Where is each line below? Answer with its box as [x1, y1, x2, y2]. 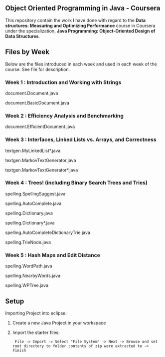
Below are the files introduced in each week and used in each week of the [5, 61, 157, 67]
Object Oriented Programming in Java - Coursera [5, 4, 161, 12]
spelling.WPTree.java [5, 282, 49, 288]
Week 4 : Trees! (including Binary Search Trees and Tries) [5, 179, 148, 186]
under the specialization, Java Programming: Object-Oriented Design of [5, 27, 156, 34]
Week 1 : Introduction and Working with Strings [5, 78, 122, 85]
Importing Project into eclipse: [5, 310, 67, 316]
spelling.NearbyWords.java [5, 272, 61, 279]
